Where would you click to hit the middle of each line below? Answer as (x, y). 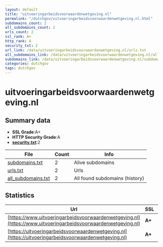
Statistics (20, 195)
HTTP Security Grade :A (36, 137)
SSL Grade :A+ (26, 132)
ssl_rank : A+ (18, 37)
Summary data (28, 120)
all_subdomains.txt (29, 178)
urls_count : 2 (19, 32)
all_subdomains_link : (27, 55)
